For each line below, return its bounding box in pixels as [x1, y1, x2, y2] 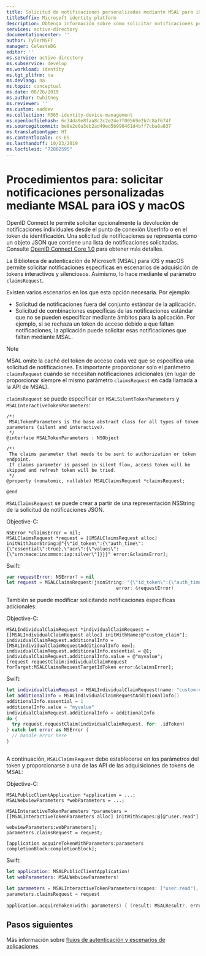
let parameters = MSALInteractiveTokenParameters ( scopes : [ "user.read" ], [6, 885, 199, 891]
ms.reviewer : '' [6, 100, 48, 106]
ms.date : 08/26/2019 [6, 89, 59, 95]
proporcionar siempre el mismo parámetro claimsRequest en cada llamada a [6, 376, 198, 384]
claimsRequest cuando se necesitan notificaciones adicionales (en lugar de [6, 370, 196, 377]
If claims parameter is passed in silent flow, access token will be [9, 461, 191, 468]
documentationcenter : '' [6, 32, 70, 38]
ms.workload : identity [6, 66, 64, 72]
